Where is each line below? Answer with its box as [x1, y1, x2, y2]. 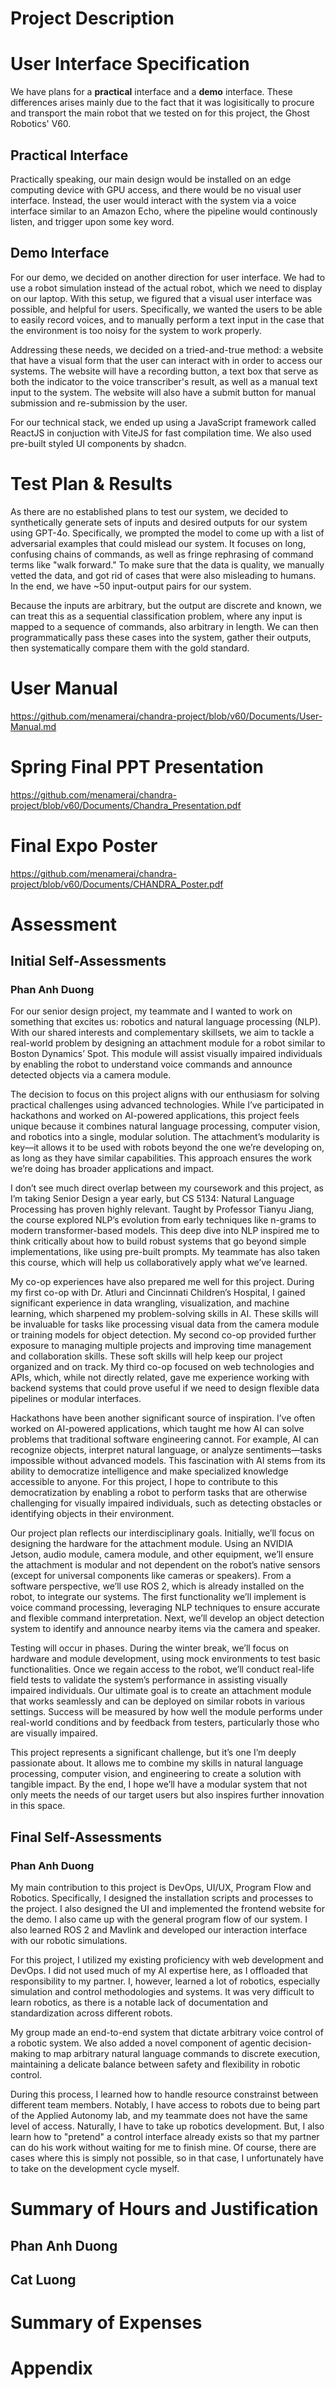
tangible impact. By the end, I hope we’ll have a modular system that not [10, 1778, 308, 1791]
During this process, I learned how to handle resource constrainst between [10, 2088, 319, 2101]
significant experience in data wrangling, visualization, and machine [10, 1297, 290, 1309]
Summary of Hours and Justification [10, 2198, 319, 2221]
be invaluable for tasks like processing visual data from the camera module [10, 1318, 320, 1331]
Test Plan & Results [10, 472, 173, 495]
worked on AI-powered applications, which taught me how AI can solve [10, 1423, 305, 1435]
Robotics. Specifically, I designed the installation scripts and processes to [10, 1892, 314, 1904]
